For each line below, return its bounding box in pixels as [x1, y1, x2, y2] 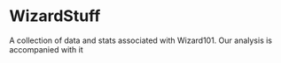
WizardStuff [9, 6, 101, 26]
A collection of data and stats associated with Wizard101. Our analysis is [9, 35, 273, 45]
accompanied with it [9, 44, 84, 54]
